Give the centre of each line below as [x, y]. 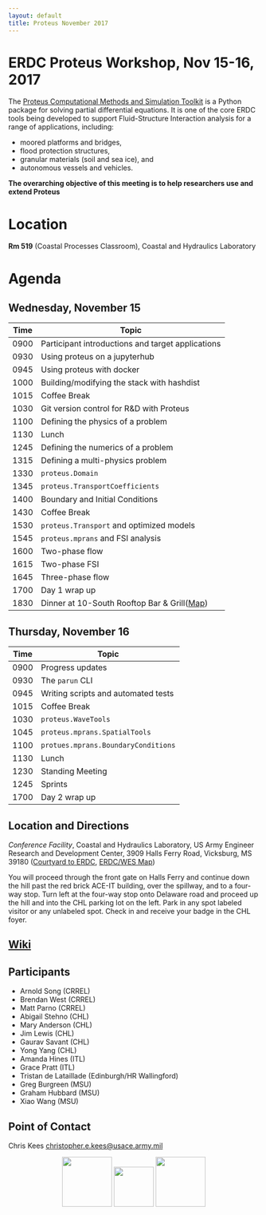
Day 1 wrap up [68, 590]
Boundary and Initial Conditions [100, 500]
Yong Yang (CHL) [48, 1051]
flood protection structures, [65, 151]
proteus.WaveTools [76, 720]
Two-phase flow [72, 552]
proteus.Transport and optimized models [118, 525]
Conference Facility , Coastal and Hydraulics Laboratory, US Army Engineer [131, 845]
